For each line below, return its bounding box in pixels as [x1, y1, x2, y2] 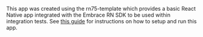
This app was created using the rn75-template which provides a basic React [6, 5, 196, 12]
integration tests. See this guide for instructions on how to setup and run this [6, 18, 197, 24]
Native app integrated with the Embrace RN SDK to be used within [6, 11, 171, 18]
